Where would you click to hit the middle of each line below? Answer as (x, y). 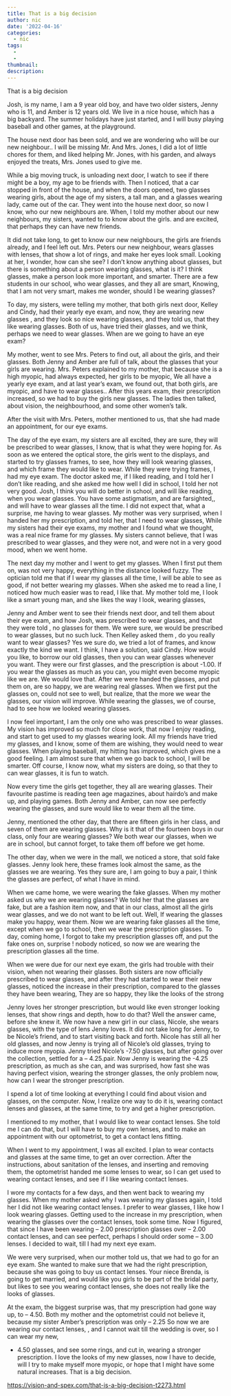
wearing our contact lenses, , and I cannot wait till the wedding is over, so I (113, 1329)
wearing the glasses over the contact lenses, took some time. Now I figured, (115, 1221)
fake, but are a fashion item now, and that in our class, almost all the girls (110, 907)
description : (26, 71)
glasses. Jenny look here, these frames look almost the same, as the (104, 864)
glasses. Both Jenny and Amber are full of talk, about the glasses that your (113, 361)
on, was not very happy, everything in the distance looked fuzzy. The (105, 570)
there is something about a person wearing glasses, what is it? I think (105, 269)
